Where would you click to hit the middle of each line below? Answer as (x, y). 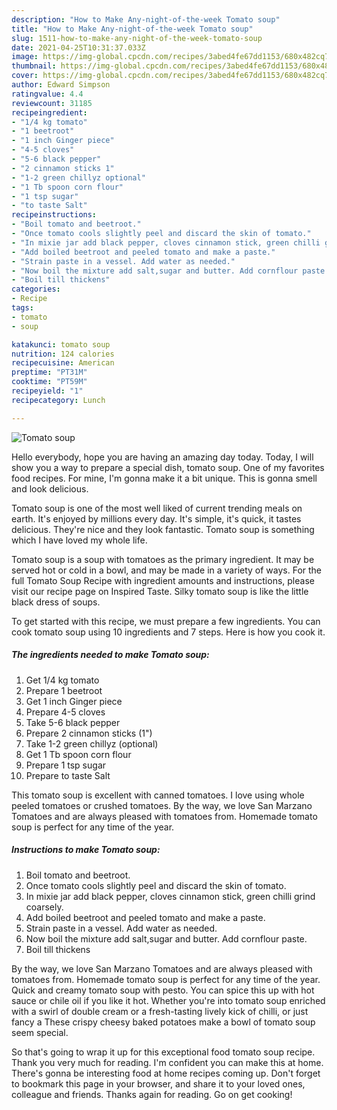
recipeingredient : (49, 112)
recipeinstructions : (54, 215)
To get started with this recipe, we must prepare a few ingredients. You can (166, 621)
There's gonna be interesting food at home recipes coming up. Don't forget (166, 1073)
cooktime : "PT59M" (49, 382)
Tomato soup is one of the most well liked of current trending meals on (157, 508)
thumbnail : (34, 66)
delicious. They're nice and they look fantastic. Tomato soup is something (163, 529)
